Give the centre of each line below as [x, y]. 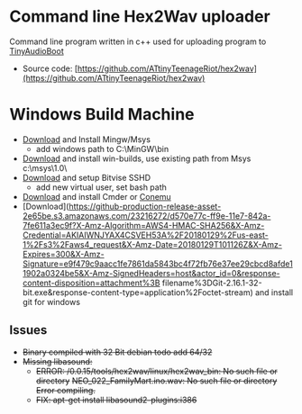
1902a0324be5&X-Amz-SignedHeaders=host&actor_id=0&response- [151, 273]
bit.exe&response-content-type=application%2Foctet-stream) [138, 292]
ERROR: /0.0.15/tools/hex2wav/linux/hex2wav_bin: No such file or [156, 371]
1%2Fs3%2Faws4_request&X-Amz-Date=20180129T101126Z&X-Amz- [152, 244]
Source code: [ [50, 68]
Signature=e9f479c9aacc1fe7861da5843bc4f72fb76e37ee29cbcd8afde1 [157, 264]
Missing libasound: [57, 361]
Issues [28, 330]
